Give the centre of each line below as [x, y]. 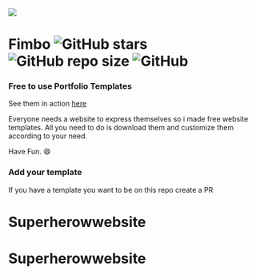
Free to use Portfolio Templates [70, 86]
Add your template [45, 173]
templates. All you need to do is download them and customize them [121, 128]
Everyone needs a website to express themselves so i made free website [128, 119]
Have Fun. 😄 [30, 152]
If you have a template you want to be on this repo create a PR [111, 189]
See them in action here [48, 104]
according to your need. [48, 136]
